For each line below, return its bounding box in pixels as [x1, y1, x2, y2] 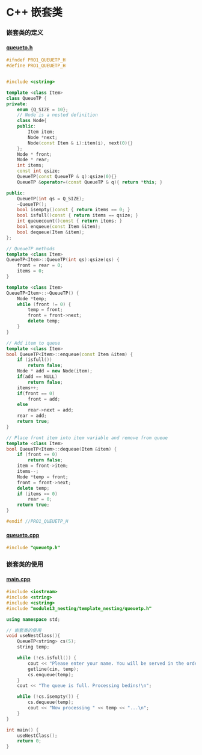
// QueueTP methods [6, 245, 55, 251]
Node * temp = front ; [17, 473, 69, 480]
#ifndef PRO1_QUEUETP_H [6, 57, 66, 63]
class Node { [17, 118, 47, 124]
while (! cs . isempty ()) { [17, 694, 79, 700]
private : [6, 100, 28, 107]
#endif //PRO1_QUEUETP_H [6, 519, 69, 525]
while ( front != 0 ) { [17, 301, 71, 307]
